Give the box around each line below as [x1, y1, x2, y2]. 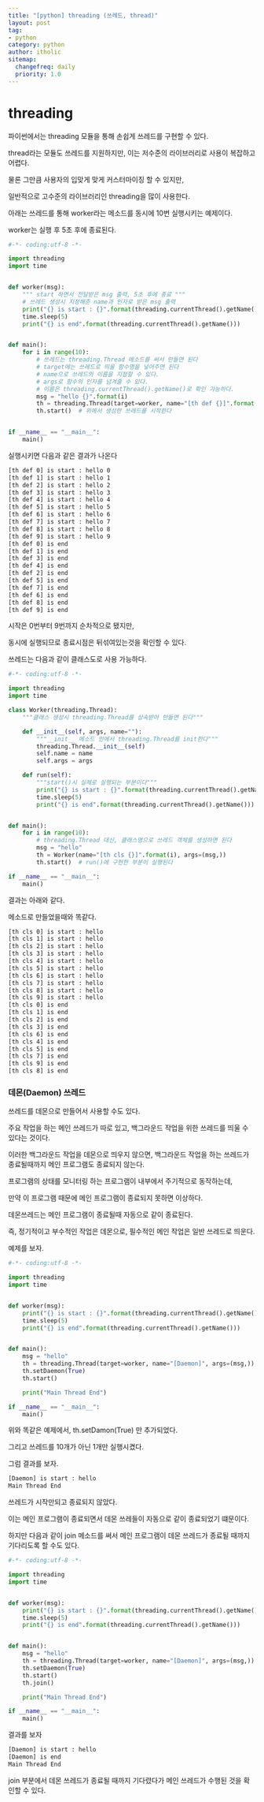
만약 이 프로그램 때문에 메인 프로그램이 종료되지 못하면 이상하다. [8, 1193, 203, 1203]
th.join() [22, 1679, 55, 1687]
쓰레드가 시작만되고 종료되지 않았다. [8, 1498, 118, 1507]
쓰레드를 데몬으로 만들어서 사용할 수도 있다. [8, 1106, 141, 1116]
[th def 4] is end [8, 561, 68, 570]
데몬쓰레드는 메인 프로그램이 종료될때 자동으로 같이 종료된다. [8, 1210, 193, 1219]
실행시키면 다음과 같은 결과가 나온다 [8, 450, 118, 460]
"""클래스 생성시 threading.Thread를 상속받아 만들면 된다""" [22, 713, 203, 722]
